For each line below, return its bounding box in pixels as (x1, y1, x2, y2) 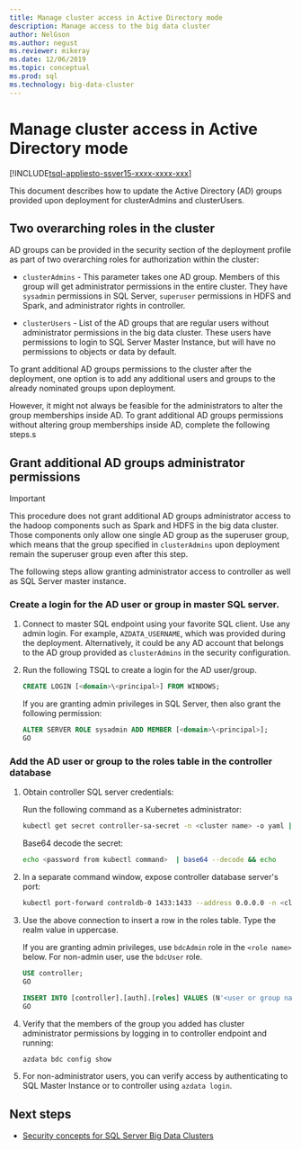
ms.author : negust (9, 38, 78, 48)
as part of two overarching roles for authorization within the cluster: (9, 254, 260, 265)
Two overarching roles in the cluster (9, 220, 216, 236)
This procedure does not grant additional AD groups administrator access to (9, 510, 291, 522)
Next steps (9, 1106, 72, 1121)
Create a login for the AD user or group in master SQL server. (9, 598, 280, 611)
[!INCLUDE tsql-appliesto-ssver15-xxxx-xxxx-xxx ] (9, 167, 192, 178)
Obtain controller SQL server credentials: (22, 786, 174, 797)
